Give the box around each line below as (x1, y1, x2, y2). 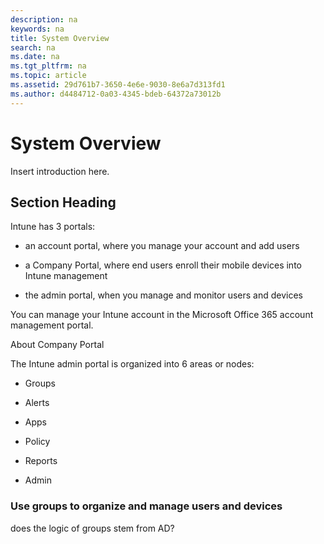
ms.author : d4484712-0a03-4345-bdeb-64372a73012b (10, 89, 222, 99)
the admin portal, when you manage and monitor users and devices (24, 289, 303, 301)
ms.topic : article (10, 71, 87, 81)
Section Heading (10, 194, 117, 211)
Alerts (24, 397, 50, 409)
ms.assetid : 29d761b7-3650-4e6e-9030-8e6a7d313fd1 (10, 80, 226, 90)
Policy (24, 436, 51, 448)
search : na (10, 42, 56, 53)
